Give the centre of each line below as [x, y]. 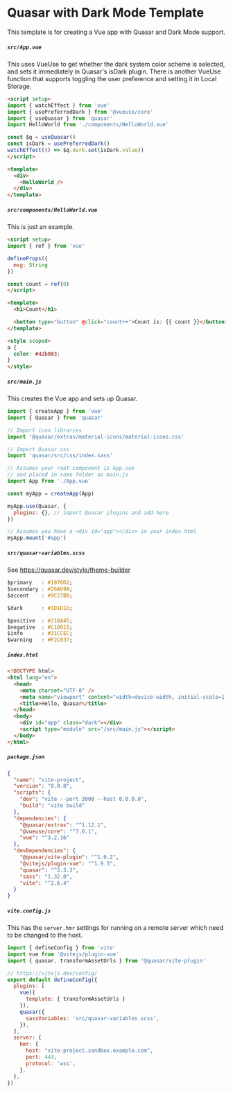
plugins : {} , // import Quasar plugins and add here [91, 512]
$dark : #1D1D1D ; [40, 608]
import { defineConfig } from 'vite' [62, 948]
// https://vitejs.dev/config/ [52, 973]
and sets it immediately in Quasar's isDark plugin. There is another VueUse [114, 71]
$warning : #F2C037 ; [40, 640]
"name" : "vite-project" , [49, 780]
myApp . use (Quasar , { [37, 506]
